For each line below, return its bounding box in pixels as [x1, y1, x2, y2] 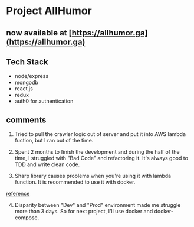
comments [6, 115, 47, 125]
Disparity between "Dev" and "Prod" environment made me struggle [14, 202, 181, 209]
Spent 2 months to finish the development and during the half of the [14, 148, 180, 155]
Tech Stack [6, 57, 48, 67]
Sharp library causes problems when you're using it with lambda [14, 173, 172, 180]
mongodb [14, 79, 38, 86]
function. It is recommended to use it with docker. [14, 179, 136, 186]
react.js [14, 85, 34, 92]
